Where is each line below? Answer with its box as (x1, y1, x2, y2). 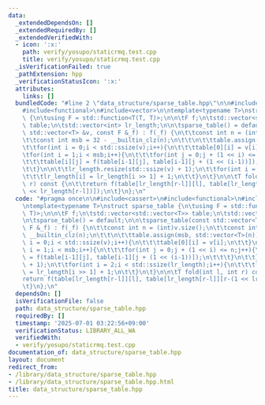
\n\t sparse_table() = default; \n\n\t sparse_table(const (22, 217, 211, 225)
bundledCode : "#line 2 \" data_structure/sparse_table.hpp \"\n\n (15, 99, 231, 107)
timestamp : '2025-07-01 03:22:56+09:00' (15, 319, 150, 327)
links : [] (22, 92, 55, 100)
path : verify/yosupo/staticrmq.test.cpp (22, 48, 157, 56)
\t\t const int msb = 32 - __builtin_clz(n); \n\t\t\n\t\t (22, 136, 214, 144)
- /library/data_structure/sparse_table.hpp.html (8, 377, 175, 386)
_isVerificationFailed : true (15, 63, 111, 71)
